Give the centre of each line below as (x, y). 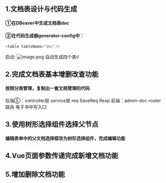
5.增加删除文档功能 (35, 175)
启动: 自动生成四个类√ (42, 57)
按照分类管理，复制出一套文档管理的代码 (47, 88)
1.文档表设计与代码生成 (41, 9)
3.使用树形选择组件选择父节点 (52, 124)
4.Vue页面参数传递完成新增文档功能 (62, 156)
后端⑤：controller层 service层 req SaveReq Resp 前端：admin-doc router (83, 100)
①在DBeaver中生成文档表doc (37, 23)
